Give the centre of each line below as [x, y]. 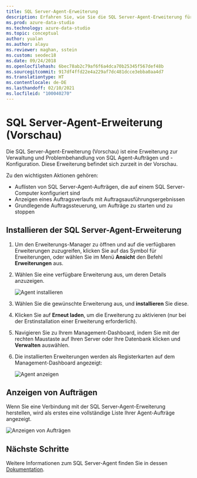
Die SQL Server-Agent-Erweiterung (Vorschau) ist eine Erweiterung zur [92, 151]
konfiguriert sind [60, 193]
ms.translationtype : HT [35, 77]
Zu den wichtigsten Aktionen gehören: [52, 175]
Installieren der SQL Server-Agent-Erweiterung [94, 230]
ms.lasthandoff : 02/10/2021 [40, 88]
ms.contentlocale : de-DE [36, 83]
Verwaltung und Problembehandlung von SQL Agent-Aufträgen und [88, 158]
